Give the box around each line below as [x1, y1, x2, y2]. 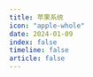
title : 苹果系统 [9, 12, 64, 22]
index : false [9, 37, 58, 47]
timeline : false [9, 46, 69, 55]
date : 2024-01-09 [9, 29, 74, 38]
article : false [9, 54, 66, 63]
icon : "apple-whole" [9, 21, 86, 30]
